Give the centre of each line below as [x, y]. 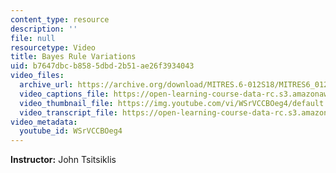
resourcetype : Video [53, 47]
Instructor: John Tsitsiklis [63, 160]
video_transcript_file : [68, 112]
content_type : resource [60, 19]
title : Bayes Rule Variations [73, 57]
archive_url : [46, 85]
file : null [33, 38]
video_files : [37, 76]
